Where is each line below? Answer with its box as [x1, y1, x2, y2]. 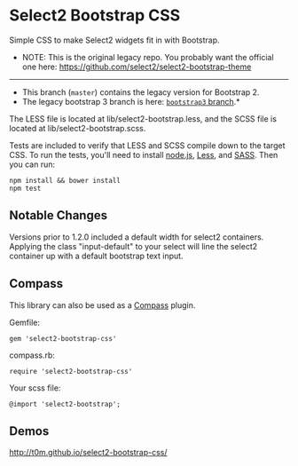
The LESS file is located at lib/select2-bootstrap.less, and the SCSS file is [9, 113, 278, 124]
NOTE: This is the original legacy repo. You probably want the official [21, 51, 274, 62]
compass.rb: [9, 350, 56, 360]
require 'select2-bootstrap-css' [9, 367, 133, 375]
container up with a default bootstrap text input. [9, 250, 184, 261]
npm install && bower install [9, 176, 122, 185]
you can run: [9, 159, 56, 170]
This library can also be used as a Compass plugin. [9, 299, 196, 311]
